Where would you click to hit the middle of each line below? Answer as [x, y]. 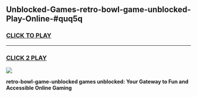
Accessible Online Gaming [39, 88]
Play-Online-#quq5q [45, 19]
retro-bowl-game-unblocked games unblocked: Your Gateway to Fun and [97, 81]
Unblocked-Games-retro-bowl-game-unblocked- [98, 10]
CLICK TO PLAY [29, 36]
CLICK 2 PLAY [26, 58]
